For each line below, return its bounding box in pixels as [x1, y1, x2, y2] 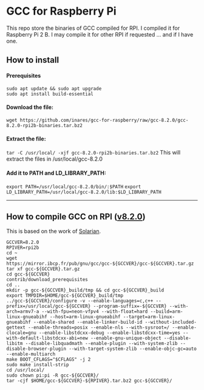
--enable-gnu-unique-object [90, 335, 162, 341]
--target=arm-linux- [123, 313, 175, 320]
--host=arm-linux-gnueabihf [49, 313, 121, 320]
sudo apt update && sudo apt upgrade [6, 85, 102, 92]
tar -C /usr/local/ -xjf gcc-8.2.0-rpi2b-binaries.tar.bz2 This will [6, 148, 181, 156]
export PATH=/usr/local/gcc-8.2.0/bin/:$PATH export [6, 184, 141, 190]
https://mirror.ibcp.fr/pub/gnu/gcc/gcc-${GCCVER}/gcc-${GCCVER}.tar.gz [6, 260, 194, 266]
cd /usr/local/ [6, 367, 45, 373]
